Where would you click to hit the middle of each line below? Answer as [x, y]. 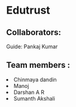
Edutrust [28, 10]
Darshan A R [29, 92]
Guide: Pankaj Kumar [32, 46]
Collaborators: [34, 32]
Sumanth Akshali [35, 98]
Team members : [38, 65]
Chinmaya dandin [35, 79]
